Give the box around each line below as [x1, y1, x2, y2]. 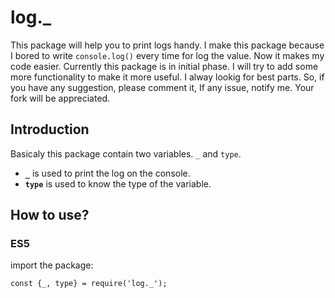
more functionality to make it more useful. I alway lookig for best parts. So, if [10, 71, 325, 83]
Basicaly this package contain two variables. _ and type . [10, 147, 242, 160]
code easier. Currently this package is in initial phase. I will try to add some [10, 60, 319, 72]
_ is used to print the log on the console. [24, 167, 191, 179]
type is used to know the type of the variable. [24, 177, 212, 190]
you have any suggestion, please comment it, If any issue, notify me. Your [10, 81, 315, 93]
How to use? [10, 207, 90, 224]
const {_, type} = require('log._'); [10, 279, 168, 289]
